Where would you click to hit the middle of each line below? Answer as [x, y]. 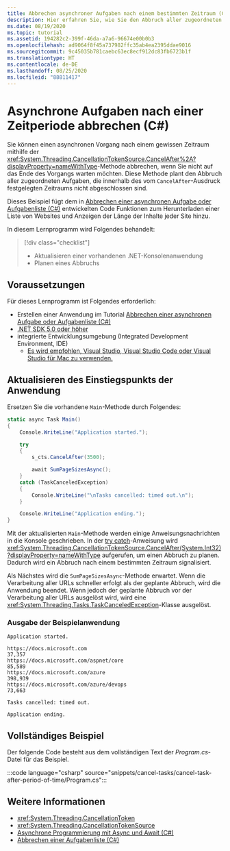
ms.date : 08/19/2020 [37, 26]
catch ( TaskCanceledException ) [64, 482]
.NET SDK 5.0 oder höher [53, 329]
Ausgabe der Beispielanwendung [64, 623]
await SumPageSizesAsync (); [72, 470]
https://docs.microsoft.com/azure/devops [67, 685]
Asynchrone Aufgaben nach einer [105, 111]
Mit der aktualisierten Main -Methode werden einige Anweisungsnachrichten [114, 533]
